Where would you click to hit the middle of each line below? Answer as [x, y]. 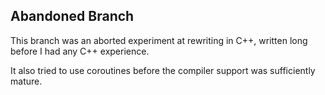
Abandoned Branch [72, 16]
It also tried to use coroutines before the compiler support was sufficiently [163, 70]
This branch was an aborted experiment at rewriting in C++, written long [159, 40]
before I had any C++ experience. [80, 51]
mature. [26, 81]
